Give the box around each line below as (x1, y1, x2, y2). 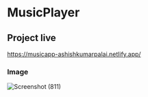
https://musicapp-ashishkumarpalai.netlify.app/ (7, 50, 142, 58)
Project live (7, 32, 56, 44)
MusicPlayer (7, 5, 80, 20)
